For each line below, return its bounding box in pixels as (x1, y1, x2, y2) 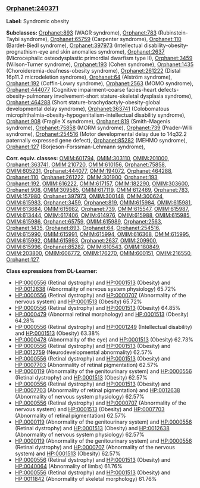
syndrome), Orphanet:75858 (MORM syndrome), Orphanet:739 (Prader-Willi (6, 124, 193, 132)
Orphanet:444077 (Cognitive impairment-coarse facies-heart (6, 86, 157, 94)
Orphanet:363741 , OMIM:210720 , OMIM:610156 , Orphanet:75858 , (6, 161, 167, 168)
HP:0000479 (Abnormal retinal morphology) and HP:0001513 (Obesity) (14, 311, 189, 318)
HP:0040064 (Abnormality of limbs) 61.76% (14, 463, 123, 470)
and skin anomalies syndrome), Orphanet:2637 (49, 48, 165, 55)
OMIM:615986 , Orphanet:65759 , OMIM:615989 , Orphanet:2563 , (6, 218, 162, 225)
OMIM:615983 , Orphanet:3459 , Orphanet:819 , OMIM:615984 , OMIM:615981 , (6, 199, 192, 206)
